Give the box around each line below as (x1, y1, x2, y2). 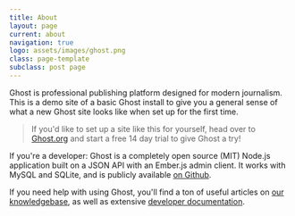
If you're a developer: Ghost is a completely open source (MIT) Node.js (9, 150, 271, 161)
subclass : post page (9, 63, 87, 72)
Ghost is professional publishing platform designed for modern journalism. (9, 87, 283, 98)
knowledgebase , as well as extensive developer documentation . (9, 195, 246, 206)
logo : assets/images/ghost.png (9, 46, 126, 55)
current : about (9, 29, 66, 38)
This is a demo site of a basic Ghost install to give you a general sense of (9, 96, 279, 107)
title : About (9, 12, 58, 22)
